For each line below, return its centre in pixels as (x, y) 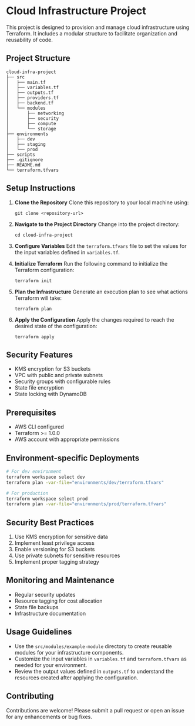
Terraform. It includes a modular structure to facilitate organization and (92, 33)
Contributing (30, 696)
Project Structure (38, 58)
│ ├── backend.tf (30, 103)
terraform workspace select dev (46, 477)
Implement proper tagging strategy (57, 562)
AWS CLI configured (39, 427)
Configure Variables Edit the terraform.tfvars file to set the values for (100, 246)
